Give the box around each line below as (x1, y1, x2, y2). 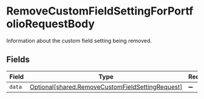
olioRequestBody (6, 17, 95, 31)
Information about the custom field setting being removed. (6, 37, 152, 44)
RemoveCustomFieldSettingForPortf (6, 4, 194, 18)
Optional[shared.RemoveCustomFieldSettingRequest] (29, 83, 183, 91)
